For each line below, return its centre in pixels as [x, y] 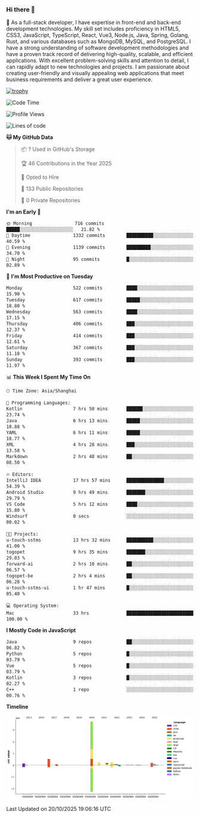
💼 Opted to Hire [40, 177]
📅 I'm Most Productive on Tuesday [50, 276]
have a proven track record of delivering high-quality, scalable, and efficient [99, 54]
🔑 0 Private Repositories [50, 200]
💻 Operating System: [33, 606]
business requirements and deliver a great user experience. [79, 79]
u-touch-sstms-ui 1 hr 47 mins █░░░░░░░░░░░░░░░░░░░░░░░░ [100, 588]
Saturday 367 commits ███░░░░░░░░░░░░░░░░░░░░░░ [100, 348]
